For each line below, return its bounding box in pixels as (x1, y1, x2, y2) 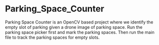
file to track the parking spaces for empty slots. (5, 34, 100, 40)
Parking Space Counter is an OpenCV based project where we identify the (5, 19, 154, 25)
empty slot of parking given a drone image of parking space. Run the (5, 24, 143, 30)
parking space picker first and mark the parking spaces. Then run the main (5, 29, 155, 35)
